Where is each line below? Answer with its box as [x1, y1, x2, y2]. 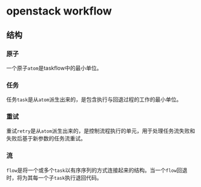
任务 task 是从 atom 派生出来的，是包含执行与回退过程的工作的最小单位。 [6, 96, 182, 103]
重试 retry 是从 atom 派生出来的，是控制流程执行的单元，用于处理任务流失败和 [6, 127, 196, 134]
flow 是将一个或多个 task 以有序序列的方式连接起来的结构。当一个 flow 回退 [6, 166, 188, 174]
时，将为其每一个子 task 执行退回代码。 [6, 174, 102, 181]
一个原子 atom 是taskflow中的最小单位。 [6, 64, 102, 71]
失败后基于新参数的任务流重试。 [6, 135, 86, 142]
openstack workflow [6, 4, 112, 18]
